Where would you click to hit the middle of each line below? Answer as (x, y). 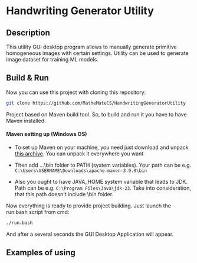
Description (28, 33)
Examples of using (41, 253)
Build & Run (27, 78)
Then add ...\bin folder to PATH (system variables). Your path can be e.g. (103, 165)
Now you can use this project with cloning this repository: (76, 92)
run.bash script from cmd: (38, 212)
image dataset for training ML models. (52, 59)
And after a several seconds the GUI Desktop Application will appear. (90, 234)
